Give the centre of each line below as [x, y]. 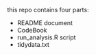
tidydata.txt [33, 44]
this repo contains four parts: [48, 10]
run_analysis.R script [46, 37]
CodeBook [32, 30]
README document [45, 23]
